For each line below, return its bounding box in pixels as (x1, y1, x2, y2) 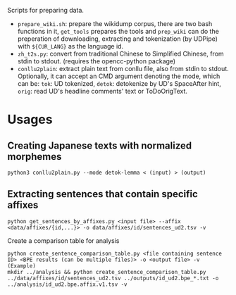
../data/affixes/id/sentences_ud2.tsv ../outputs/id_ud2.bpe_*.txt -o (7, 275, 219, 282)
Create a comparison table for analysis (7, 236, 120, 245)
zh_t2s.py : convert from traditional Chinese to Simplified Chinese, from (17, 49, 224, 58)
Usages (7, 112, 53, 127)
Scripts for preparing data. (7, 6, 85, 14)
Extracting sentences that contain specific (7, 188, 199, 200)
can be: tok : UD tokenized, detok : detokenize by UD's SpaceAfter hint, (17, 80, 222, 87)
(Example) (7, 262, 37, 270)
